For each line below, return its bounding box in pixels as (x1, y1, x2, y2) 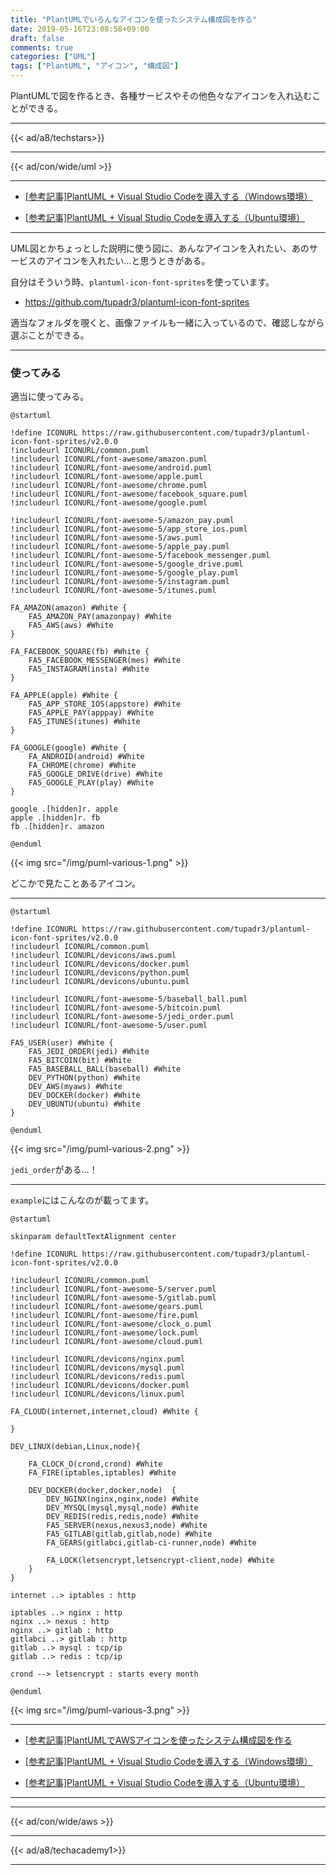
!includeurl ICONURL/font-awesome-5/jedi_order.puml (10, 1012, 235, 1022)
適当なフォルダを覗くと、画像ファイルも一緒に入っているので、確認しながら (10, 317, 325, 328)
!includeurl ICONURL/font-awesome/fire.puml (10, 1311, 199, 1321)
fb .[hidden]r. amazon (10, 822, 105, 832)
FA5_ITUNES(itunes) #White (28, 717, 141, 727)
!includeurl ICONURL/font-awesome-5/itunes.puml (10, 586, 217, 596)
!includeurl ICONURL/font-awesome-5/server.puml (10, 1284, 217, 1295)
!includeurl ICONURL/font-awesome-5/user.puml (10, 1021, 208, 1031)
